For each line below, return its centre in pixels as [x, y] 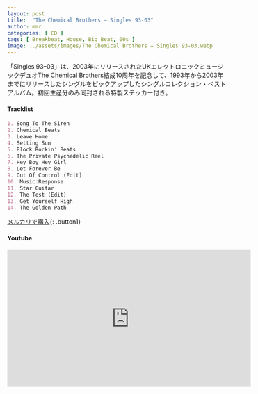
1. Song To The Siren [39, 124]
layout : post [26, 14]
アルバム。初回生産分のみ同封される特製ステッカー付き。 [89, 92]
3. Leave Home [28, 136]
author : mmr [24, 26]
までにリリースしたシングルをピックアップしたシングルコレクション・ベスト [117, 84]
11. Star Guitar [31, 188]
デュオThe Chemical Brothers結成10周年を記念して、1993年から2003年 [121, 75]
